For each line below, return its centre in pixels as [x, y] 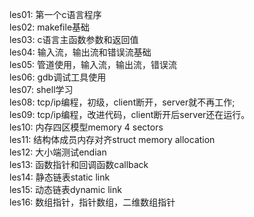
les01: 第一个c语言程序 [55, 14]
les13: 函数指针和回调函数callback [79, 164]
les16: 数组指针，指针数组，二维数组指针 [92, 202]
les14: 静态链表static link [60, 177]
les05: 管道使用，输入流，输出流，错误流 [93, 64]
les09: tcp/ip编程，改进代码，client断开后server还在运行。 [130, 114]
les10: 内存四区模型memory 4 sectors [86, 127]
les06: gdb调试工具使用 [58, 77]
